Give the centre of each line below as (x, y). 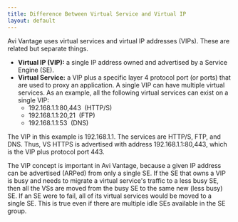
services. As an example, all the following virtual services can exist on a (123, 92)
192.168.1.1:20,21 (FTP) (62, 115)
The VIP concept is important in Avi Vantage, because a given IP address (114, 165)
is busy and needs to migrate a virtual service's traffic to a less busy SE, (113, 180)
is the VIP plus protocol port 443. (56, 152)
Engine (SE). (36, 70)
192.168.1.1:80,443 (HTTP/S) (70, 107)
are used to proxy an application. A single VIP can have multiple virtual (121, 85)
